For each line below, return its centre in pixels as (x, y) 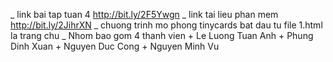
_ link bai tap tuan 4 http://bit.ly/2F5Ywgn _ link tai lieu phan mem (144, 14)
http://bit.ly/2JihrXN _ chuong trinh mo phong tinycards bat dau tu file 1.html (166, 25)
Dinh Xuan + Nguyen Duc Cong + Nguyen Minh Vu (115, 46)
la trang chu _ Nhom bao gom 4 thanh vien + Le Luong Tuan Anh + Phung (162, 35)
